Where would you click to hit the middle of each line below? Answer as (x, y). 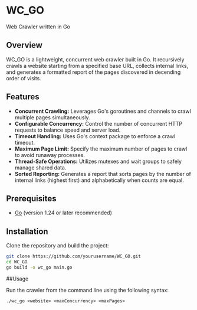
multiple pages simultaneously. (52, 117)
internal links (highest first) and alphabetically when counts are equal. (99, 180)
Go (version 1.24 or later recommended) (63, 213)
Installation (27, 231)
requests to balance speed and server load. (68, 130)
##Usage (17, 279)
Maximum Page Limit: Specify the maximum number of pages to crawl (101, 149)
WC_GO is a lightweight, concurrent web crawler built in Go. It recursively (95, 59)
